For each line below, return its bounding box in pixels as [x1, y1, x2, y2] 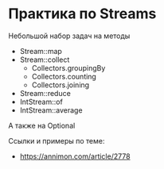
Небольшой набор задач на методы [8, 31, 131, 40]
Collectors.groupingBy [31, 63, 106, 72]
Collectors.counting [31, 71, 97, 81]
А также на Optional [8, 121, 76, 130]
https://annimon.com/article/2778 [19, 152, 131, 161]
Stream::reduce [19, 88, 72, 98]
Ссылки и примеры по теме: [8, 136, 105, 145]
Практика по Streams [8, 5, 157, 23]
